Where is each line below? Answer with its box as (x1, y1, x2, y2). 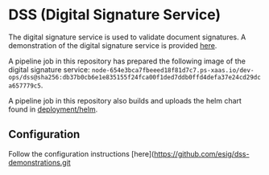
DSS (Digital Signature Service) (8, 6, 221, 24)
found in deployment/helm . (8, 104, 98, 114)
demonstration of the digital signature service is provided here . (8, 40, 217, 50)
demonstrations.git (8, 157, 71, 167)
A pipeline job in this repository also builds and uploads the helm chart (8, 96, 242, 105)
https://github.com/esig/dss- (154, 149, 250, 158)
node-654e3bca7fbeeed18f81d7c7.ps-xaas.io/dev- (91, 66, 255, 74)
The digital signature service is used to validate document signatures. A (8, 32, 246, 42)
